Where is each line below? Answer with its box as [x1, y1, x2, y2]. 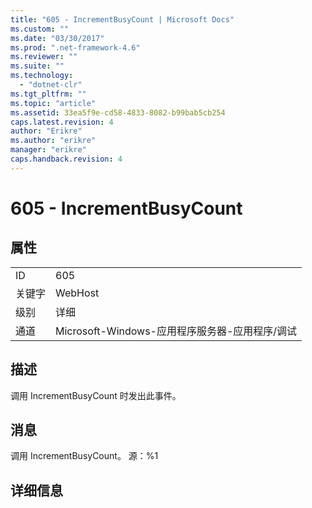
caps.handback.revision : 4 [10, 154, 123, 164]
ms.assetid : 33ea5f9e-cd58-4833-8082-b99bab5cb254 [10, 107, 226, 118]
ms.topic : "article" [10, 98, 97, 108]
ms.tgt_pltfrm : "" [10, 89, 87, 99]
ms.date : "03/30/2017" [10, 33, 105, 43]
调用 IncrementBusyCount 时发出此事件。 [10, 389, 182, 401]
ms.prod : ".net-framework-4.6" [10, 42, 141, 53]
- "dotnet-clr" [19, 80, 83, 90]
